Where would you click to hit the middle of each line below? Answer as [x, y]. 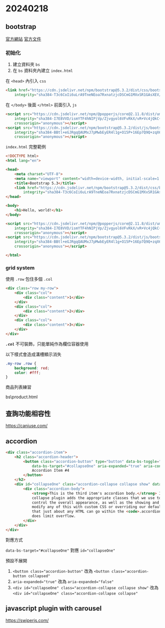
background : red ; [32, 368]
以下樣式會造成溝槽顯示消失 [34, 354]
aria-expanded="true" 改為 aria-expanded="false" [63, 581]
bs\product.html [22, 397]
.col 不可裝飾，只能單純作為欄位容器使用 [47, 344]
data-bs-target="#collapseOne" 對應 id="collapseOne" [60, 550]
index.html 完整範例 [26, 147]
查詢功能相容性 [28, 414]
